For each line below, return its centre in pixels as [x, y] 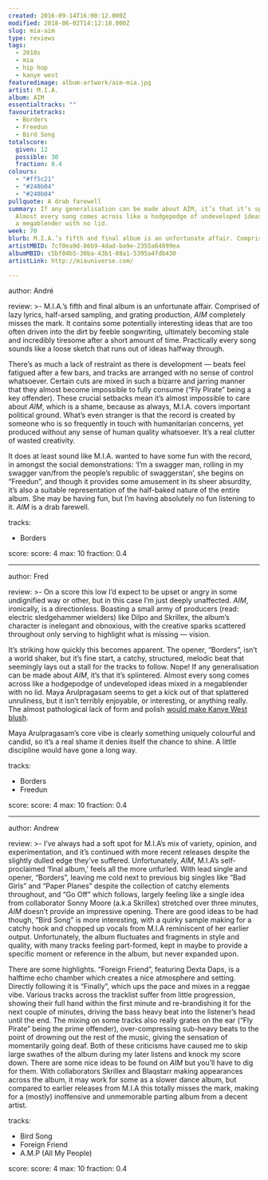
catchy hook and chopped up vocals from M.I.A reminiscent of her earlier [129, 928]
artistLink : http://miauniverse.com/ [71, 260]
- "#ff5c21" [35, 179]
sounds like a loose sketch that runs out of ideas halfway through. [116, 348]
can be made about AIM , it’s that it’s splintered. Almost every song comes [129, 675]
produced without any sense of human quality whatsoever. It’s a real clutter [132, 431]
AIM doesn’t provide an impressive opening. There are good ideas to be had [133, 911]
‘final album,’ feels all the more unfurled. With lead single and [147, 868]
